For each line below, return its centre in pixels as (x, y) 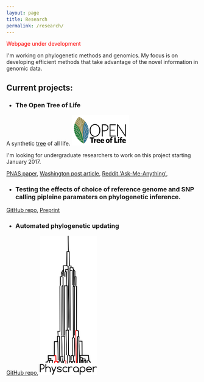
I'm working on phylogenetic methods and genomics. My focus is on (92, 55)
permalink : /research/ (35, 26)
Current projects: (40, 87)
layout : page (23, 13)
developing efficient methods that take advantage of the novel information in (102, 62)
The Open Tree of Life (48, 105)
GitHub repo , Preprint (33, 210)
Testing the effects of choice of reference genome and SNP (105, 189)
